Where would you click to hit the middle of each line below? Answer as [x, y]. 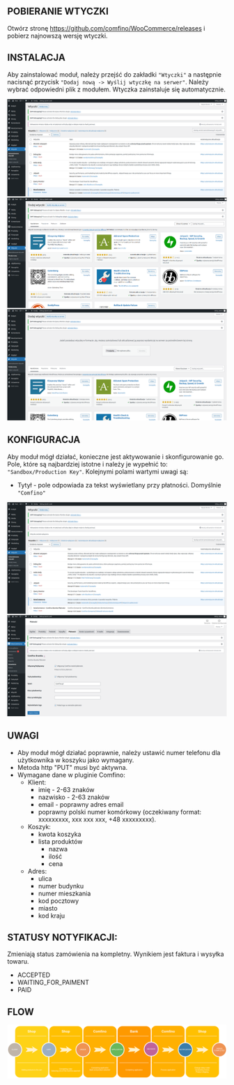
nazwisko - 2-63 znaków [74, 797]
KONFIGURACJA [44, 440]
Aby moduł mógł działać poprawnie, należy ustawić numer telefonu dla [119, 752]
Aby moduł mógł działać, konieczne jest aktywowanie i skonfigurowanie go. [116, 457]
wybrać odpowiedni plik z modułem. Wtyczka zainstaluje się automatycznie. [117, 89]
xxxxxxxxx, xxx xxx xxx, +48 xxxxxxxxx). [97, 819]
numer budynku [61, 886]
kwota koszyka [60, 834]
